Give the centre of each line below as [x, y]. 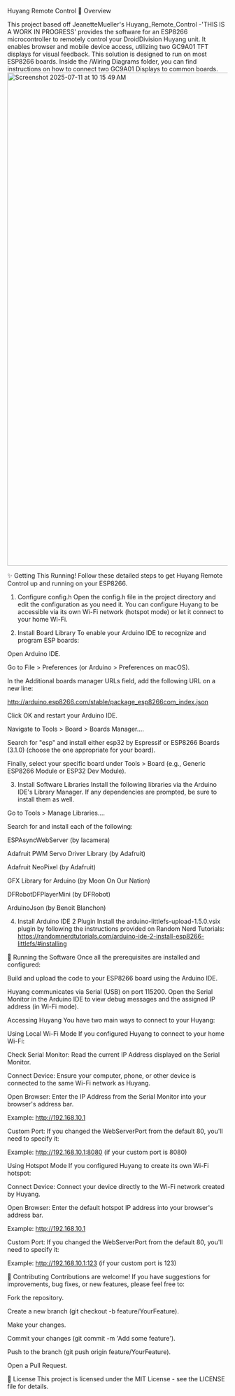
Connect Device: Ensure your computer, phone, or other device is [102, 1076]
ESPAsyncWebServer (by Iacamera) [59, 840]
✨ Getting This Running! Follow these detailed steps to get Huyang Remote [115, 576]
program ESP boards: [48, 640]
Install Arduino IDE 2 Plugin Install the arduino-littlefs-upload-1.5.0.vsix [119, 921]
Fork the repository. [36, 1298]
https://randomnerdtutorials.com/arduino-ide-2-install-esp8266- [111, 936]
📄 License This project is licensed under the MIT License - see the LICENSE [116, 1379]
